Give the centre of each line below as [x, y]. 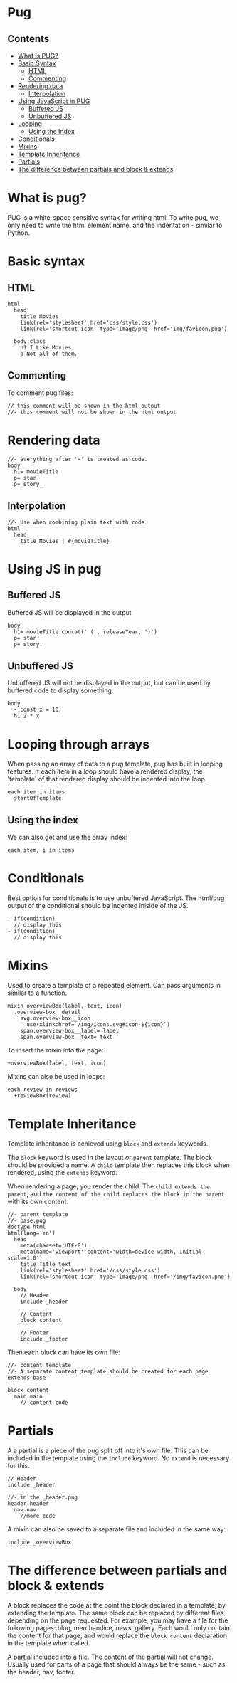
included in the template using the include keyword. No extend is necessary [118, 1458]
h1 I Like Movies [46, 347]
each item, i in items [41, 850]
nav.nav [25, 1509]
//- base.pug [27, 1220]
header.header [28, 1503]
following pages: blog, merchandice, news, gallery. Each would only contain [118, 1627]
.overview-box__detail [47, 1012]
